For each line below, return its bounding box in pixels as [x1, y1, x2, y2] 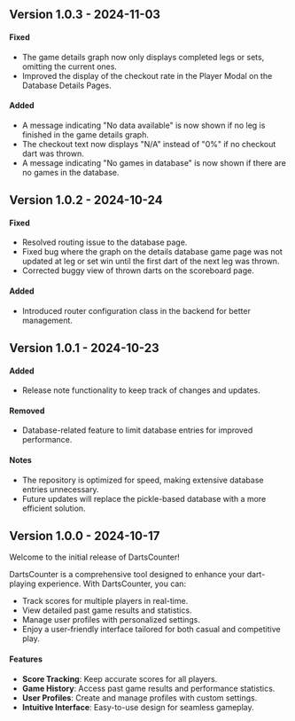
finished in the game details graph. [21, 129, 149, 140]
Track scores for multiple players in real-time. [21, 596, 189, 607]
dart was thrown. [21, 148, 84, 159]
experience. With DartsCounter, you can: [37, 578, 187, 589]
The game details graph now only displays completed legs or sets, [21, 51, 265, 62]
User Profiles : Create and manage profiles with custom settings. [21, 692, 258, 703]
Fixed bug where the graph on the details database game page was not [21, 247, 283, 257]
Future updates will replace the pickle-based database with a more [21, 493, 267, 504]
